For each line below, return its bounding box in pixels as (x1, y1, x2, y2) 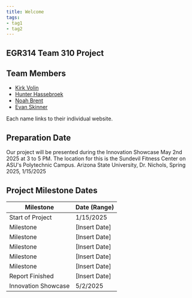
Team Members (6, 69, 66, 79)
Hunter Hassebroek (14, 91, 64, 98)
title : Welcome (6, 8, 44, 15)
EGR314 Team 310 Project (6, 48, 104, 58)
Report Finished (9, 272, 54, 281)
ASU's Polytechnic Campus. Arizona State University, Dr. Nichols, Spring (6, 161, 186, 169)
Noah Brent (14, 97, 44, 104)
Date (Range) (75, 203, 114, 211)
